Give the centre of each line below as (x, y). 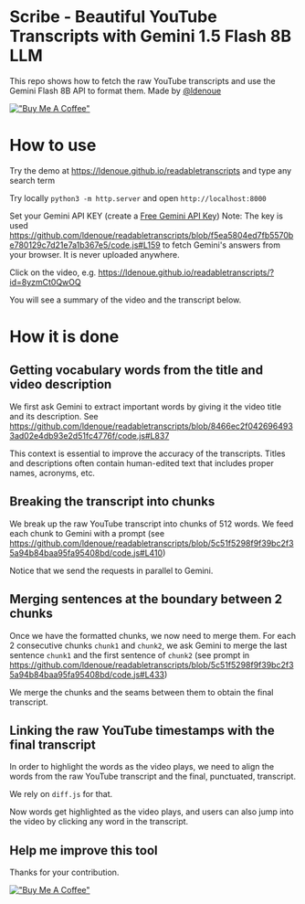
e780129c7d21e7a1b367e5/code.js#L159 (85, 245)
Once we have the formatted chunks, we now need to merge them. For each (153, 635)
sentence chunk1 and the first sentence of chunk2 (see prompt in (130, 654)
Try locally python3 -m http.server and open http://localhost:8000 (138, 197)
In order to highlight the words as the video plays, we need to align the (142, 767)
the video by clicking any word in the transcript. (99, 822)
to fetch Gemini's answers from (222, 245)
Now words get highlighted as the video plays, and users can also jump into (152, 812)
